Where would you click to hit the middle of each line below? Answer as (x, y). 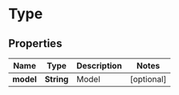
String (57, 79)
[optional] (148, 79)
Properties (35, 44)
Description (99, 66)
